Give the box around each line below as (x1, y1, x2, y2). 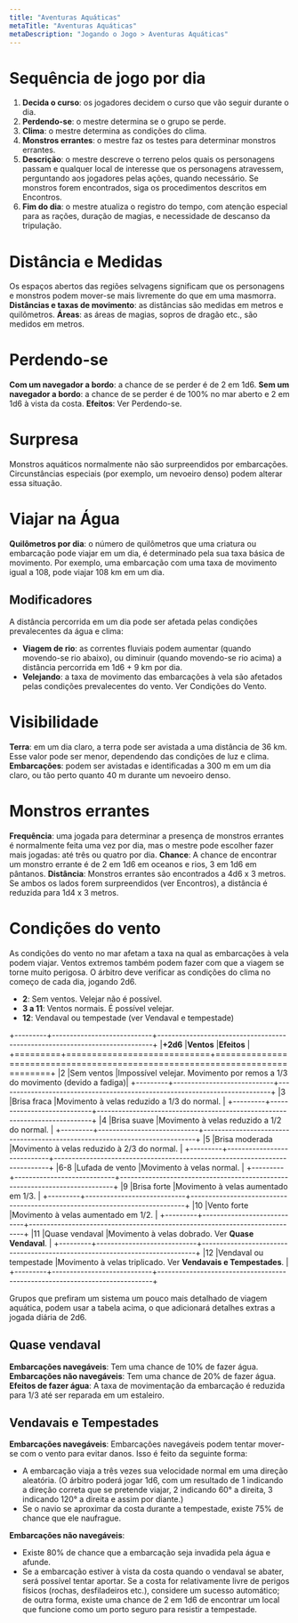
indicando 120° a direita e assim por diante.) (21, 1494, 184, 1505)
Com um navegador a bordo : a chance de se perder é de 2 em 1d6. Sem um (9, 379, 290, 390)
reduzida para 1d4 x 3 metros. (9, 887, 119, 897)
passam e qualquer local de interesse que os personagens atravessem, (21, 164, 285, 174)
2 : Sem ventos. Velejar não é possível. (21, 994, 163, 1004)
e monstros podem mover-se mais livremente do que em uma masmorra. (9, 290, 277, 301)
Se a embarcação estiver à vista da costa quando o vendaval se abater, (21, 1566, 285, 1577)
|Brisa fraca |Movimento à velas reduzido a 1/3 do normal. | (9, 1096, 226, 1107)
